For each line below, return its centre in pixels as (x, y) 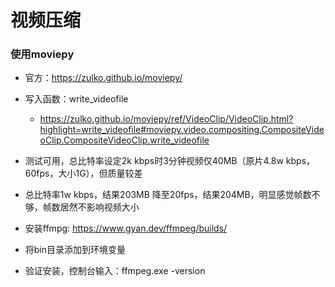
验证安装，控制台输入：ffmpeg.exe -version (115, 271)
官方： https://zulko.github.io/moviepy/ (103, 78)
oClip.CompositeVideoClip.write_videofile (124, 140)
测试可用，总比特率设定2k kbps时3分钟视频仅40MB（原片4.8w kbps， (170, 161)
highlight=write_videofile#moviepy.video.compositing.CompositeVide (182, 130)
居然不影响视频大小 (99, 207)
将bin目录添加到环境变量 (75, 250)
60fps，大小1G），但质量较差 (83, 173)
